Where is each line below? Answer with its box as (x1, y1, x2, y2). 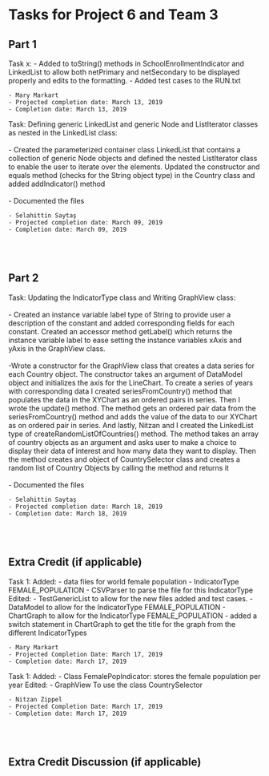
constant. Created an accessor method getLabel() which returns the (8, 326, 233, 336)
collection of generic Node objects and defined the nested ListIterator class (8, 154, 258, 163)
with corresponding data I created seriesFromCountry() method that (8, 386, 233, 396)
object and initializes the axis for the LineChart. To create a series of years (8, 378, 254, 387)
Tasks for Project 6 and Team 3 (8, 6, 219, 24)
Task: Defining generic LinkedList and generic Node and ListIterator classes (8, 119, 259, 129)
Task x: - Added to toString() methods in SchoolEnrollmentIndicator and (8, 59, 244, 68)
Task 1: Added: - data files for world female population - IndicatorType (8, 576, 239, 586)
